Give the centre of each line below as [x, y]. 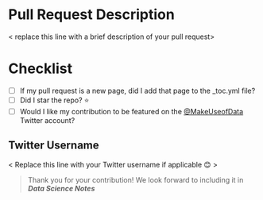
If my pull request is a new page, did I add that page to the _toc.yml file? [137, 90]
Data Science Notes [61, 188]
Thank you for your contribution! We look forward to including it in [135, 179]
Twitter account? [47, 120]
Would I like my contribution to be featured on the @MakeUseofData [131, 111]
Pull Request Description [91, 15]
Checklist [41, 69]
